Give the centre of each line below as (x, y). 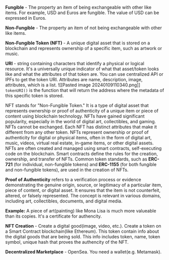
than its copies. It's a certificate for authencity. (53, 216)
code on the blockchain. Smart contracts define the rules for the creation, (81, 154)
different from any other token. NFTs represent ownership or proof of (77, 132)
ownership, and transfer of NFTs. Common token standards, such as (76, 159)
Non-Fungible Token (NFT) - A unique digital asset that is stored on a (78, 43)
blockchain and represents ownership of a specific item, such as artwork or (84, 48)
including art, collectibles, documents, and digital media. (64, 201)
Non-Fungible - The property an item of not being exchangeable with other (84, 28)
